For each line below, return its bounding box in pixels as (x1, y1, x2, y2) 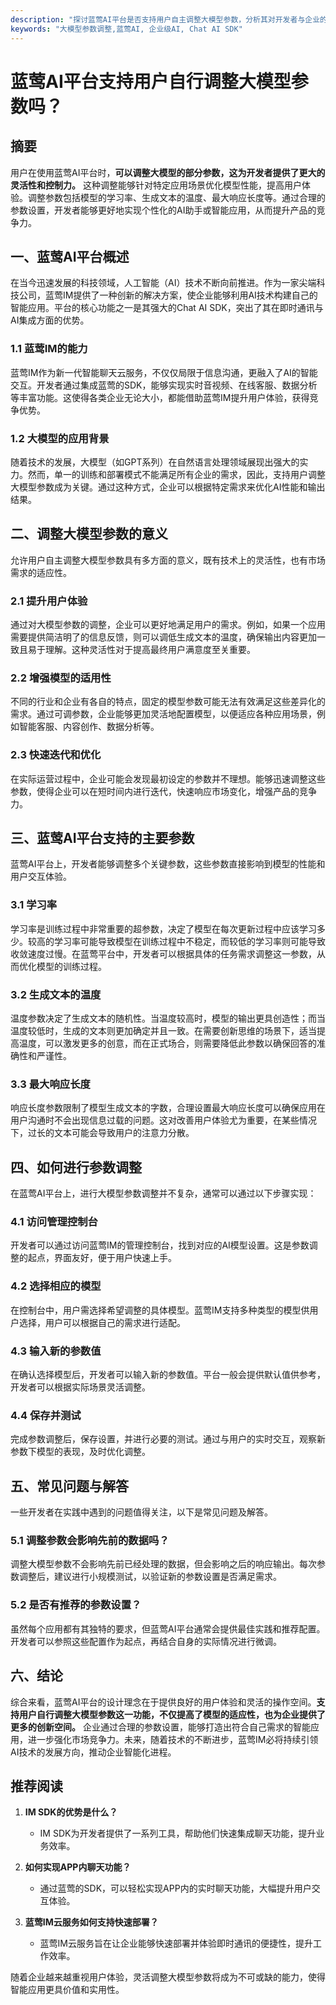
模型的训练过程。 (36, 960, 107, 972)
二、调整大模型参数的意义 (10, 526, 168, 543)
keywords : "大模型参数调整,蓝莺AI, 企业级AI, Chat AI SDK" (10, 24, 243, 34)
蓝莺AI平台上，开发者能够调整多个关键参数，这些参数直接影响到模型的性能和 (10, 858, 326, 870)
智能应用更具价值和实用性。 (10, 1984, 125, 1996)
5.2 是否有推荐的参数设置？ (10, 1598, 142, 1612)
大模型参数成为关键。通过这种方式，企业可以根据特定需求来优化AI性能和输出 (10, 481, 326, 493)
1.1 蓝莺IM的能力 (10, 342, 88, 356)
